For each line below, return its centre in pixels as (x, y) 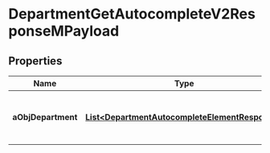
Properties (35, 61)
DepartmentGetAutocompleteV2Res (132, 14)
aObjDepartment (45, 117)
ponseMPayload (64, 31)
